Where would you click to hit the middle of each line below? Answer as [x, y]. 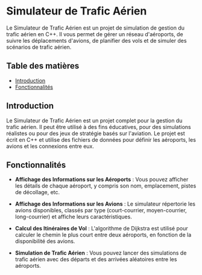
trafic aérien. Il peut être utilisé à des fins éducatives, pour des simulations [99, 127]
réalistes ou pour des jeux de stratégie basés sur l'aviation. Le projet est [96, 133]
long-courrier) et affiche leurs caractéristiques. [74, 217]
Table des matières [43, 66]
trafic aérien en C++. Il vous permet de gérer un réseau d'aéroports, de [95, 34]
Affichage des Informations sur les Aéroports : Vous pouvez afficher [102, 180]
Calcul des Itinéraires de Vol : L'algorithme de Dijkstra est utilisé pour [101, 229]
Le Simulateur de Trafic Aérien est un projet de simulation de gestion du [96, 28]
